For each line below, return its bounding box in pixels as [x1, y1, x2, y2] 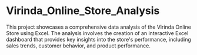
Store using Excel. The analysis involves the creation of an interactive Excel [6, 29, 189, 36]
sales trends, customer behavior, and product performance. [6, 42, 151, 49]
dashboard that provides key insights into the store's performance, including [6, 36, 191, 43]
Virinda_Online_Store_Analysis [6, 4, 160, 18]
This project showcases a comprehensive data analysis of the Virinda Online [6, 23, 191, 30]
